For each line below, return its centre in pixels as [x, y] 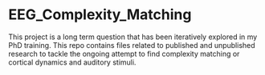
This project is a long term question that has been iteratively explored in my [133, 37]
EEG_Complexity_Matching [100, 15]
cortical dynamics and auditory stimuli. [72, 62]
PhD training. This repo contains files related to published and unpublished [132, 45]
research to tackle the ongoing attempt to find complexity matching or [124, 53]
